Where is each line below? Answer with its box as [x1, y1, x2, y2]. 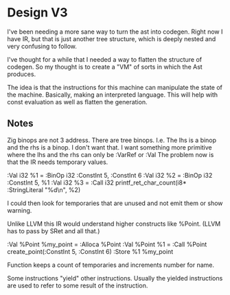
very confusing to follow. [7, 42, 78, 50]
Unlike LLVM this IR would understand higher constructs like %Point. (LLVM [7, 220, 221, 228]
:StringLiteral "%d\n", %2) [7, 185, 81, 193]
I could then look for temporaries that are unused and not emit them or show [7, 199, 223, 207]
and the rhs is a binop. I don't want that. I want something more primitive [7, 143, 213, 152]
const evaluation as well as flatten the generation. [7, 97, 148, 106]
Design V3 [7, 5, 68, 21]
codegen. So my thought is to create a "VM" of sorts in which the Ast [7, 62, 203, 71]
